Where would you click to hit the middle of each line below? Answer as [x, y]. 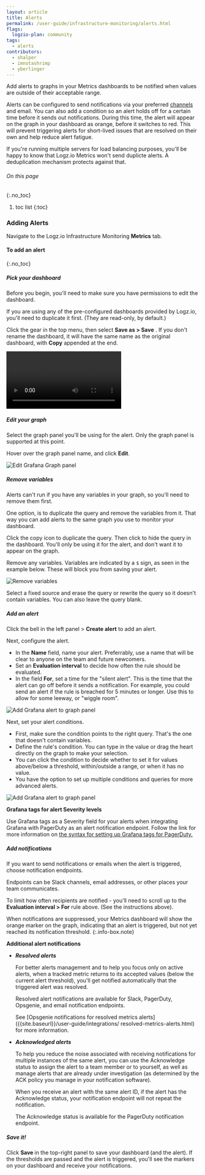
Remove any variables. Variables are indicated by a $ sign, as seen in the [98, 562]
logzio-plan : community [42, 35]
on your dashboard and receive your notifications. [69, 1165]
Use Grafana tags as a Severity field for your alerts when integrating [92, 821]
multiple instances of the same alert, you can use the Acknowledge [100, 1060]
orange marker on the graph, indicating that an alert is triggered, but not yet [102, 925]
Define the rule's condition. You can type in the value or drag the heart [104, 747]
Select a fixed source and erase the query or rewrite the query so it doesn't [101, 593]
